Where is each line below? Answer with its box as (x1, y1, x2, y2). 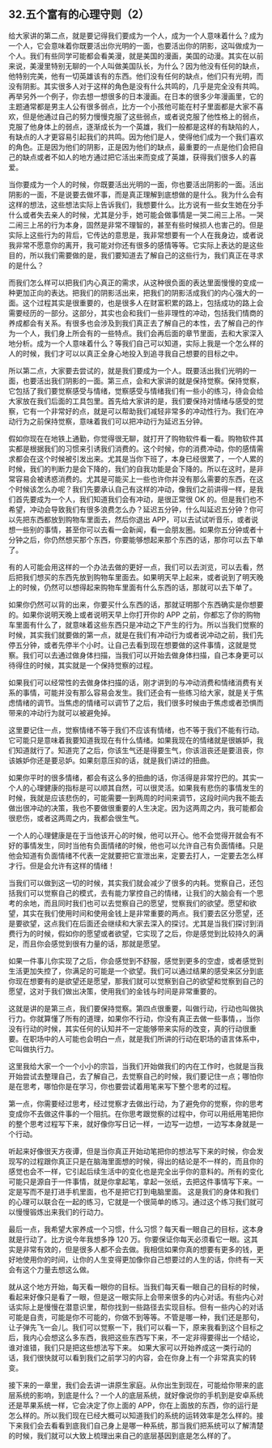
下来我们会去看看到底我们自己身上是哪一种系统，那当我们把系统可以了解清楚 (8, 1420, 264, 1430)
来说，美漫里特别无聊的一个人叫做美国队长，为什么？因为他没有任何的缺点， (8, 61, 264, 70)
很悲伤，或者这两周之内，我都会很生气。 (8, 813, 143, 823)
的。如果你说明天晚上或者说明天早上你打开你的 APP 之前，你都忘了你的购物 (8, 610, 261, 620)
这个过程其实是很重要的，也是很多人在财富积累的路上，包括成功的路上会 (22, 298, 264, 308)
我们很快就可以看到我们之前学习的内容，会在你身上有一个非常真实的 (22, 1352, 249, 1362)
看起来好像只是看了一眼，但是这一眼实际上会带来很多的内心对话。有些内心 (8, 1292, 257, 1301)
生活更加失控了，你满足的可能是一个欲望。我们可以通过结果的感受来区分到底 (8, 966, 264, 976)
